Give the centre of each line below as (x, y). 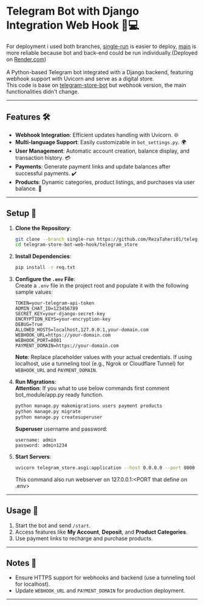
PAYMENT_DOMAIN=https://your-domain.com (67, 346)
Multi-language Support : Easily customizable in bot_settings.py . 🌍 (101, 142)
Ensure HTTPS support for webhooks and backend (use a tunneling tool (105, 578)
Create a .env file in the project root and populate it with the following (102, 286)
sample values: (34, 292)
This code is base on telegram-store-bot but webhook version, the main (96, 85)
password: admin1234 (41, 445)
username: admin (36, 440)
